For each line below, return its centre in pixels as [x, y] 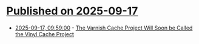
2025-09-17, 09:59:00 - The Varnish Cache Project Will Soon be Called [104, 28]
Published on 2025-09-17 [72, 11]
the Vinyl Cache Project [45, 34]
